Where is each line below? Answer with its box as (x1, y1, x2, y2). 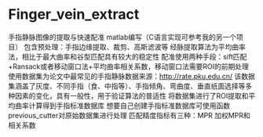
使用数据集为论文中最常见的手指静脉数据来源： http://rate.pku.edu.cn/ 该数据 (8, 71, 255, 81)
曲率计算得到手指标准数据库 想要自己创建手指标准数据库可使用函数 (14, 100, 230, 110)
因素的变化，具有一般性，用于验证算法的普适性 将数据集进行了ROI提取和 (14, 91, 249, 100)
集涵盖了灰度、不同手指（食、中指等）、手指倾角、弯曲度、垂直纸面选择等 (8, 81, 246, 91)
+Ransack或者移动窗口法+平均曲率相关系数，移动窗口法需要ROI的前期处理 (8, 61, 250, 71)
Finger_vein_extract (8, 5, 140, 23)
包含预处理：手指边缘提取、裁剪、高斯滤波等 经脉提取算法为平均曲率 (23, 41, 246, 52)
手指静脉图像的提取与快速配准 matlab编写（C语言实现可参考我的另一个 (8, 32, 237, 41)
